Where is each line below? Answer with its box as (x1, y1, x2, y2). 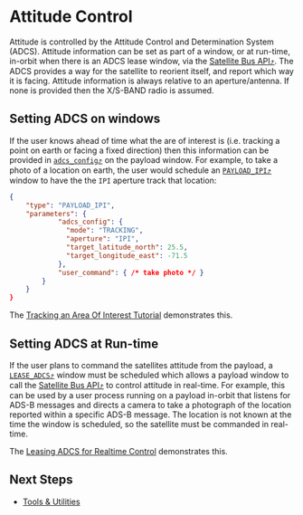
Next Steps (9, 472, 73, 488)
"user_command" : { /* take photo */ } (57, 268, 204, 277)
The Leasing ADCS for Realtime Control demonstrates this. (9, 445, 228, 456)
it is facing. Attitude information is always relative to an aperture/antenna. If (9, 75, 289, 86)
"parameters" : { (25, 209, 88, 218)
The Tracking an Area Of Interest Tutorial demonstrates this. (9, 310, 233, 320)
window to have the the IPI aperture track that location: (9, 175, 217, 186)
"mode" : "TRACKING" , (66, 226, 144, 235)
